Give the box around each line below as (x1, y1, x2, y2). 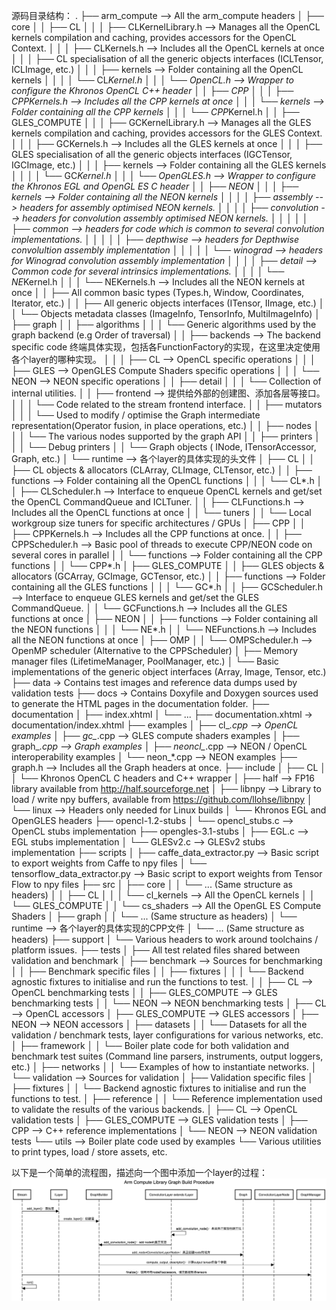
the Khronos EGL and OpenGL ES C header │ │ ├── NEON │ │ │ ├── (11, 180, 299, 192)
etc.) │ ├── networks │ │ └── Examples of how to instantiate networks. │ (11, 1061, 318, 1073)
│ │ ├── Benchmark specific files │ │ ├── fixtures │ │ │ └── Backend (11, 965, 304, 977)
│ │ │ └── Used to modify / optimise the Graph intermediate (11, 409, 261, 421)
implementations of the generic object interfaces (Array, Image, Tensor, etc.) (11, 666, 327, 678)
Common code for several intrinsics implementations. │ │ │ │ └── (11, 265, 285, 277)
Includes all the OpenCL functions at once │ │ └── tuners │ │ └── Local (11, 507, 312, 518)
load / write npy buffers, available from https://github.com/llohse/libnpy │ (11, 794, 313, 805)
